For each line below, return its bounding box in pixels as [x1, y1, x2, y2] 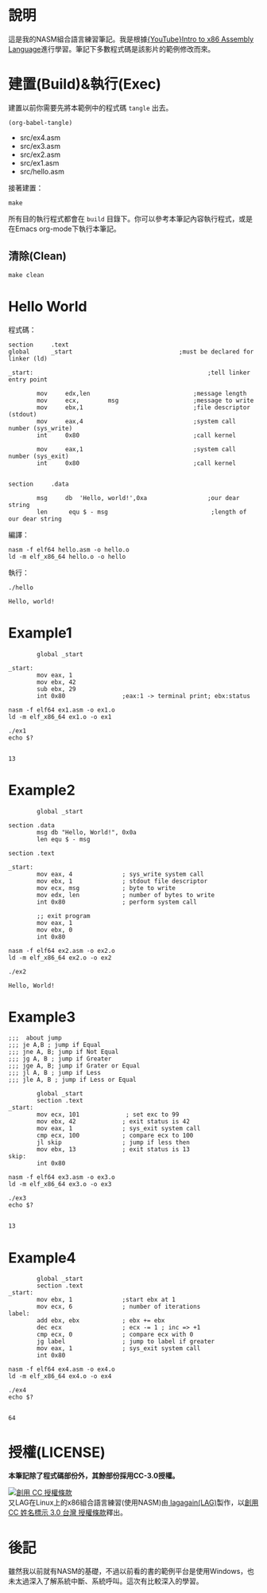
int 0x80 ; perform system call [37, 898, 197, 906]
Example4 [8, 1248, 76, 1267]
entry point [8, 375, 48, 384]
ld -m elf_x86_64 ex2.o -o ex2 [8, 954, 112, 962]
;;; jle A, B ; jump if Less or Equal [8, 1076, 137, 1084]
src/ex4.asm [19, 132, 61, 143]
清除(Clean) [8, 249, 68, 263]
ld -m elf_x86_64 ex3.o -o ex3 [8, 1181, 112, 1189]
